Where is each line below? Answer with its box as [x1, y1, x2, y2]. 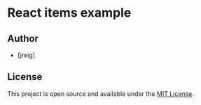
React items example [7, 5, 132, 21]
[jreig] [17, 51, 35, 59]
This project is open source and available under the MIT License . [7, 89, 195, 98]
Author [7, 33, 39, 45]
